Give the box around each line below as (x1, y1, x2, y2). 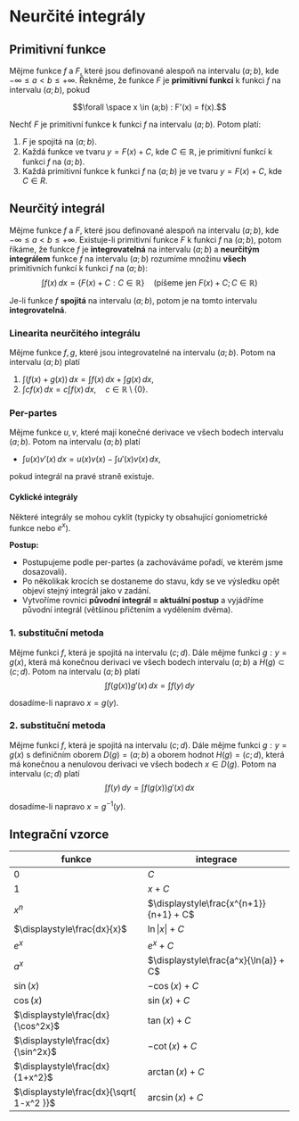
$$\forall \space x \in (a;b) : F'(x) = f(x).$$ (72, 102, 227, 112)
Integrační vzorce (9, 826, 109, 842)
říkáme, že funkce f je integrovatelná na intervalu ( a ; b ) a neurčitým (9, 244, 260, 254)
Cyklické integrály (9, 492, 78, 502)
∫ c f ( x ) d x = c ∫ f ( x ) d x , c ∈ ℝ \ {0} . (21, 384, 149, 394)
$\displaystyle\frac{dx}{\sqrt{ (13, 1085, 136, 1098)
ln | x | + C (147, 923, 185, 935)
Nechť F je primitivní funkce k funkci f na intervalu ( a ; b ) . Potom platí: (9, 119, 261, 129)
